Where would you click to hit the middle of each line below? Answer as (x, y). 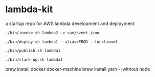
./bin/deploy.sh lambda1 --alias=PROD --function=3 (61, 42)
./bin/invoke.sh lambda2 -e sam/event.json (52, 33)
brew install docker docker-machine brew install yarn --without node (78, 69)
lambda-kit (29, 9)
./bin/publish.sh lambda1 (33, 50)
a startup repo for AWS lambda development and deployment (70, 23)
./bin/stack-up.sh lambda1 (34, 60)
